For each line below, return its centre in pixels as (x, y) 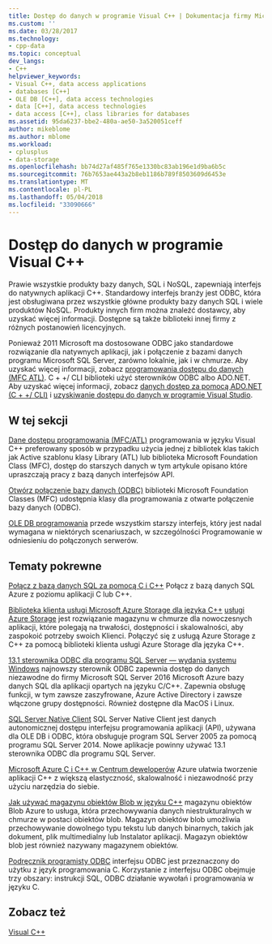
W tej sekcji (38, 420)
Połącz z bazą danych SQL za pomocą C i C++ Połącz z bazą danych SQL (132, 586)
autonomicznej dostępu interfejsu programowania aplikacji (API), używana (132, 728)
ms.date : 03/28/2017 (43, 31)
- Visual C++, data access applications (78, 84)
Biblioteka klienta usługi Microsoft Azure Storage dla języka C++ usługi (127, 610)
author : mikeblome (39, 129)
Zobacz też (37, 913)
